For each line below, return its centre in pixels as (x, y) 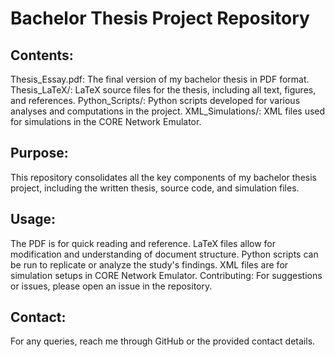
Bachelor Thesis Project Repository (160, 18)
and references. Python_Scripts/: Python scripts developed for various (155, 100)
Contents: (42, 55)
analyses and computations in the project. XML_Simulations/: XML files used (168, 111)
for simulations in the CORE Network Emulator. (106, 121)
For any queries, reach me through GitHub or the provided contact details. (163, 341)
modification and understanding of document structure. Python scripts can (164, 254)
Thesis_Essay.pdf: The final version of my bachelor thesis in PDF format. (160, 79)
